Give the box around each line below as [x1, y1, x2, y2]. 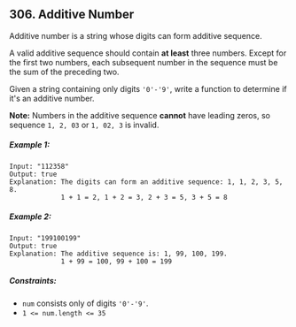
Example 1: [9, 140, 51, 150]
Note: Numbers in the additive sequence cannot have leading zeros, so [9, 110, 270, 120]
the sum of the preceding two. [9, 66, 120, 77]
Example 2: [9, 211, 51, 222]
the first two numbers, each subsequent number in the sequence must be [9, 57, 278, 67]
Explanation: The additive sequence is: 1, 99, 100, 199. [9, 249, 228, 258]
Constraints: [9, 276, 57, 286]
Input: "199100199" [9, 233, 82, 242]
